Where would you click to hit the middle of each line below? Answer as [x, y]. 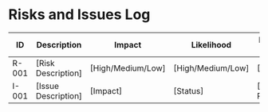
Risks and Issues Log [79, 15]
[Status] [189, 91]
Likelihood [211, 44]
